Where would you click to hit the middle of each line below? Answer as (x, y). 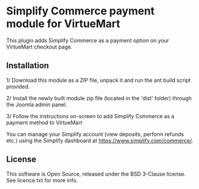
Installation (28, 66)
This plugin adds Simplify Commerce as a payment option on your (88, 40)
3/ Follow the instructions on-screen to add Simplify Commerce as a (91, 116)
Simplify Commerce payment (80, 11)
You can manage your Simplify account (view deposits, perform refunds (95, 134)
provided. (18, 86)
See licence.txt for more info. (42, 180)
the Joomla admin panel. (37, 104)
